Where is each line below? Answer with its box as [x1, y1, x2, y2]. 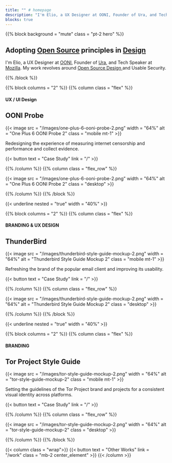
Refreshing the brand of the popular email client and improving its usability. [5, 266, 164, 272]
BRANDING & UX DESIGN [5, 222, 59, 228]
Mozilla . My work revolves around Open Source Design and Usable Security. [5, 65, 166, 71]
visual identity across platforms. [5, 392, 73, 398]
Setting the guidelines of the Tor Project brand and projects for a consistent [5, 386, 165, 392]
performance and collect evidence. [5, 145, 79, 151]
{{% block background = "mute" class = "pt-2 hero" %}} [5, 31, 124, 37]
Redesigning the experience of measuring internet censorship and [5, 140, 145, 146]
